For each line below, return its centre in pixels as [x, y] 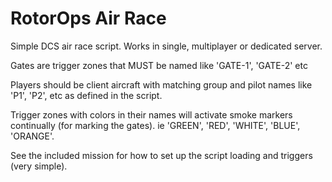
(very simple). [39, 166]
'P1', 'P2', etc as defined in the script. [86, 95]
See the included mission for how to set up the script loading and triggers [161, 155]
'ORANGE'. [32, 136]
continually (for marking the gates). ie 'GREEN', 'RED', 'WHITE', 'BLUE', [155, 125]
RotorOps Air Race [88, 18]
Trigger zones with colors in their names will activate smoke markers [151, 114]
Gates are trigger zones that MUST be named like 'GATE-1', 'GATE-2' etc [159, 65]
